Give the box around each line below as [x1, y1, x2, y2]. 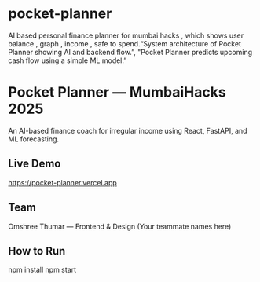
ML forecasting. [8, 134, 60, 144]
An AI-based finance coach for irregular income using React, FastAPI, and [8, 126, 247, 135]
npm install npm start [8, 265, 77, 275]
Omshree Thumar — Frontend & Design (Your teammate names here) [8, 222, 232, 231]
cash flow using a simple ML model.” [8, 56, 127, 65]
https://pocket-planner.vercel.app [8, 178, 118, 187]
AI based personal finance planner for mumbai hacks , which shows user [8, 31, 244, 40]
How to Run [8, 244, 66, 258]
